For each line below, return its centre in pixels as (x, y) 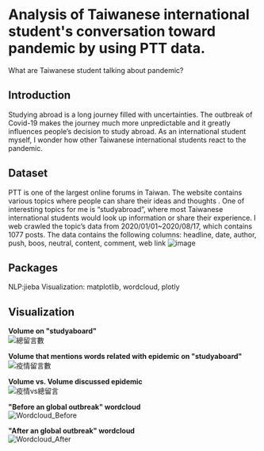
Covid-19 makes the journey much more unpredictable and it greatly (120, 123)
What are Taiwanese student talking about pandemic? (96, 70)
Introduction (40, 96)
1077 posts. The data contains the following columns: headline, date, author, (132, 234)
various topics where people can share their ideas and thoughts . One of (126, 201)
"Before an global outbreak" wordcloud (75, 407)
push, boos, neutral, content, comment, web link (87, 243)
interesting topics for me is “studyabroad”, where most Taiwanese (116, 209)
